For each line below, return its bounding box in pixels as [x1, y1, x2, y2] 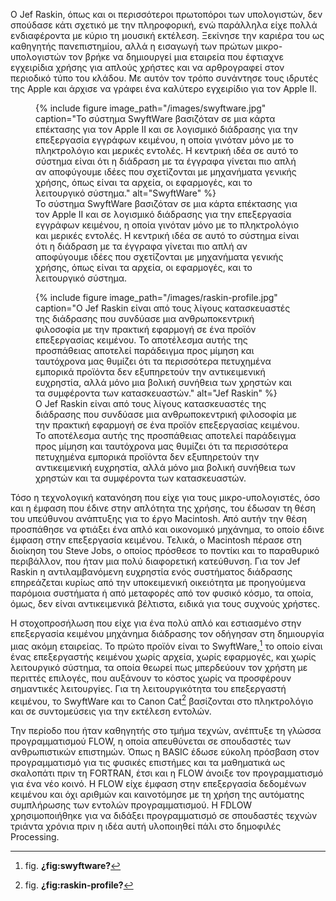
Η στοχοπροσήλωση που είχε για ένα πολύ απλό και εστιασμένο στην [10, 617, 302, 629]
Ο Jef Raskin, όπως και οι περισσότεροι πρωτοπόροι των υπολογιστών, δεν [10, 9, 323, 20]
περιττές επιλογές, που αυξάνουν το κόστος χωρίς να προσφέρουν [10, 672, 292, 684]
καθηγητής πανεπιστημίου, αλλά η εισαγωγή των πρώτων [10, 40, 254, 52]
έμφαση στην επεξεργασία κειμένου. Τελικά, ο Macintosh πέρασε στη [10, 534, 302, 546]
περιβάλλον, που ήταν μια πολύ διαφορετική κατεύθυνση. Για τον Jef [10, 555, 301, 567]
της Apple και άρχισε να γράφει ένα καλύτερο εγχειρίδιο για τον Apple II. [10, 83, 318, 94]
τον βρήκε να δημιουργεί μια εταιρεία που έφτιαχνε [68, 51, 285, 63]
